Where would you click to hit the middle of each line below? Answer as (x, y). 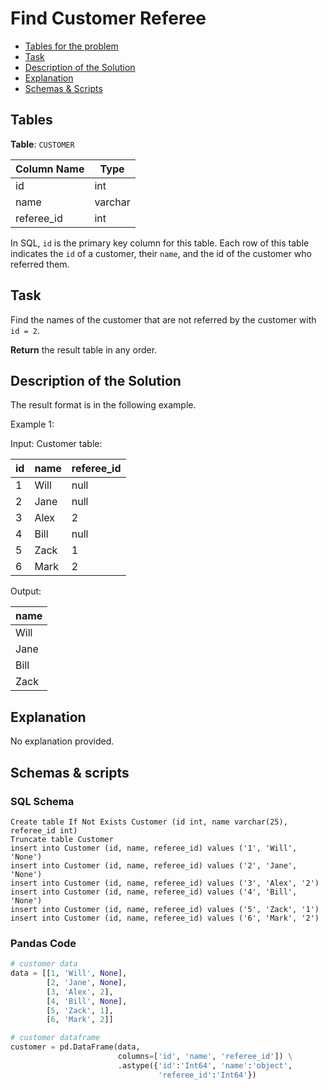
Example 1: (32, 424)
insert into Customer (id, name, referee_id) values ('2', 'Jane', (154, 865)
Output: (26, 591)
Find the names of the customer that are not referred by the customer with (163, 319)
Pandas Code (43, 943)
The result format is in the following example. (103, 405)
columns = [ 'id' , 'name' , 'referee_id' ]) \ (205, 1057)
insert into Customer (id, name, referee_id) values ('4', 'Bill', (154, 892)
